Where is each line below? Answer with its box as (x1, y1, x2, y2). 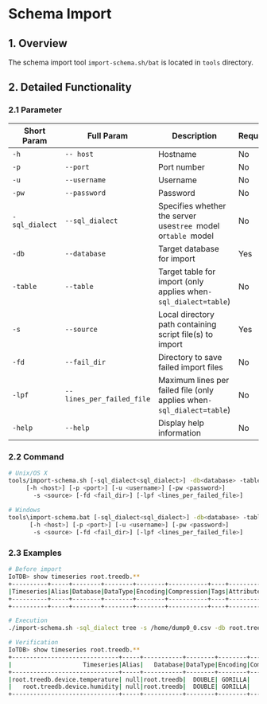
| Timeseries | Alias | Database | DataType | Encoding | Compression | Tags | (8, 587, 229, 596)
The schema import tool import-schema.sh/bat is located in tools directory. (8, 57, 254, 67)
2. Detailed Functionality (8, 80, 133, 94)
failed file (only (157, 384, 215, 395)
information (157, 427, 201, 438)
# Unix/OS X (8, 469, 48, 477)
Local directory (157, 308, 215, 319)
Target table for (157, 266, 216, 277)
